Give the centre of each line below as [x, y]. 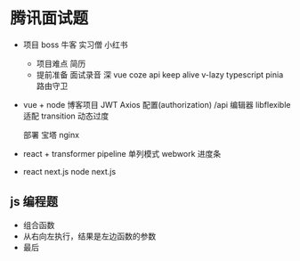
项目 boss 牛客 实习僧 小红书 [75, 45]
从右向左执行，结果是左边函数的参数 [89, 236]
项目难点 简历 [61, 63]
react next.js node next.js [69, 171]
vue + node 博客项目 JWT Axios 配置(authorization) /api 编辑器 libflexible [157, 104]
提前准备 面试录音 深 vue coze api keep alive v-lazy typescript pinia [160, 74]
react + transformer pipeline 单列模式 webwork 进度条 [122, 153]
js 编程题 [34, 202]
